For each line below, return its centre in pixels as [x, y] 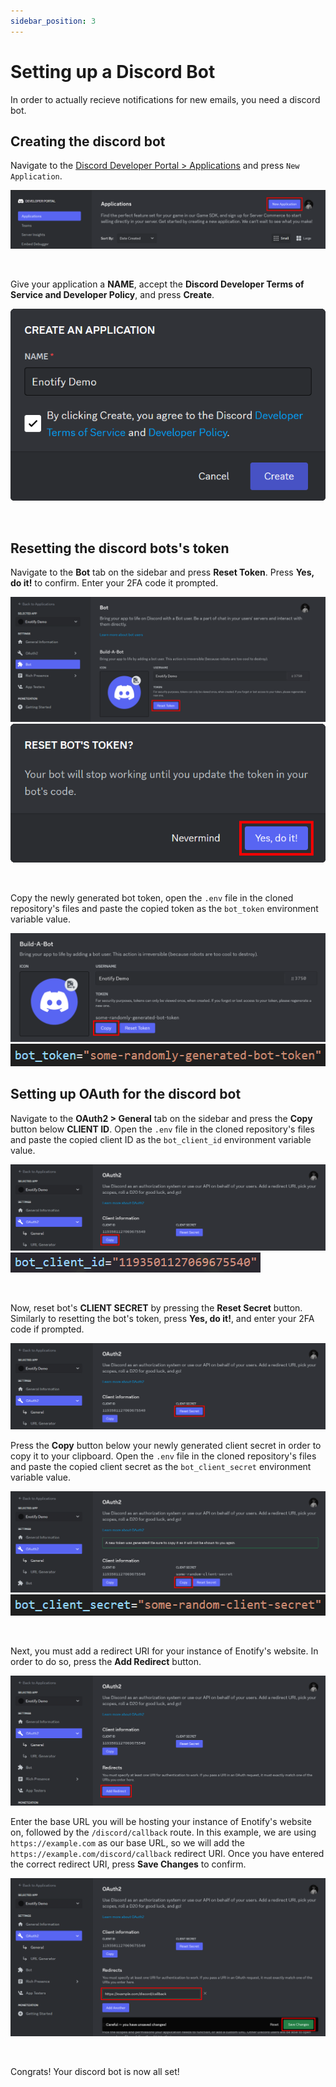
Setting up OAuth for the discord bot [126, 1094]
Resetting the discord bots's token [120, 548]
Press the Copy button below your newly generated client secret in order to [166, 1446]
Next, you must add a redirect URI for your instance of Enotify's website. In [164, 1651]
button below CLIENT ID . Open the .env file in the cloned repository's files [162, 1129]
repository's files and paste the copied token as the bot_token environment [164, 909]
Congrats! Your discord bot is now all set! [95, 2071]
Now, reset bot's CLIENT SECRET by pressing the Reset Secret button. [156, 1307]
